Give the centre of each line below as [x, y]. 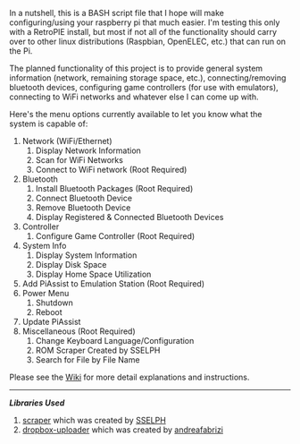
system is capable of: [49, 124]
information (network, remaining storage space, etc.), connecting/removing [148, 78]
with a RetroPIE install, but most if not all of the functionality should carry [143, 32]
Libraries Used [37, 403]
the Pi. [21, 51]
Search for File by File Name [87, 360]
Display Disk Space [71, 265]
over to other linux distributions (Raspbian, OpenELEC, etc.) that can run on [148, 41]
